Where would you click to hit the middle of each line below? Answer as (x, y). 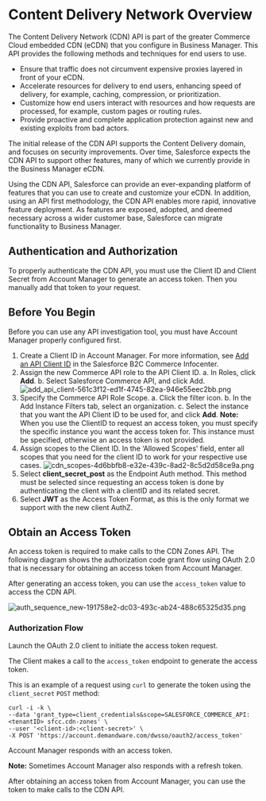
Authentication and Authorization (93, 252)
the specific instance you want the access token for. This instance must (137, 431)
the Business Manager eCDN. (56, 168)
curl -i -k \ (30, 708)
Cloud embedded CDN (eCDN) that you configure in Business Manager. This (133, 44)
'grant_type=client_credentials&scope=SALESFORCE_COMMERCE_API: (141, 714)
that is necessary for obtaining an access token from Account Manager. (125, 568)
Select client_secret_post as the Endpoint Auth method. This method (133, 474)
